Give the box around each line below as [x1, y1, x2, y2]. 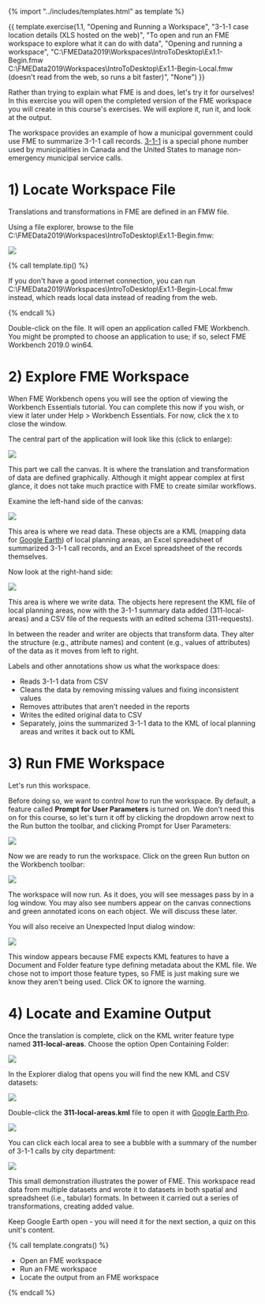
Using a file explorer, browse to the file [8, 222, 134, 231]
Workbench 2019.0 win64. [8, 339, 94, 350]
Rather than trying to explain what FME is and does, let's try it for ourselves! [8, 88, 255, 97]
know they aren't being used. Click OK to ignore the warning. [8, 976, 207, 986]
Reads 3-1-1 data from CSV [19, 676, 109, 686]
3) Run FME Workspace [8, 755, 166, 773]
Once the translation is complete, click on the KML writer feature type [8, 1030, 234, 1040]
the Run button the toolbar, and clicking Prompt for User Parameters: [8, 821, 231, 830]
